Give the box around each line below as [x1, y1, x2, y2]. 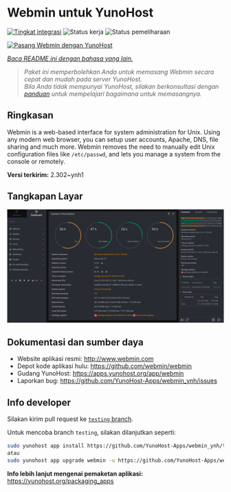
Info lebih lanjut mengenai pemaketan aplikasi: [7, 469, 143, 478]
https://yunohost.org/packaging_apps [7, 477, 114, 485]
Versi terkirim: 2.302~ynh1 [7, 170, 84, 178]
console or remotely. [7, 157, 65, 165]
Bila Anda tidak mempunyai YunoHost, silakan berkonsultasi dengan [23, 82, 219, 90]
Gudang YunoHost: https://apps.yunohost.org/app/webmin [16, 369, 184, 378]
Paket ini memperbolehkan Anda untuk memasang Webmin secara [23, 68, 214, 76]
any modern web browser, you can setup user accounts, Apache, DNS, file [7, 135, 219, 143]
